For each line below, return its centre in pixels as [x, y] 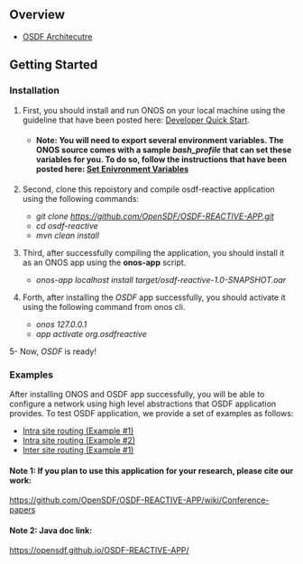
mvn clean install [67, 235]
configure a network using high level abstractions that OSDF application [143, 404]
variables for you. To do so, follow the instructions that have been [161, 159]
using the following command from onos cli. [104, 306]
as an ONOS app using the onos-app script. [104, 262]
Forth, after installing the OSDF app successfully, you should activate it [154, 297]
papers [23, 510]
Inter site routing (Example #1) [78, 450]
